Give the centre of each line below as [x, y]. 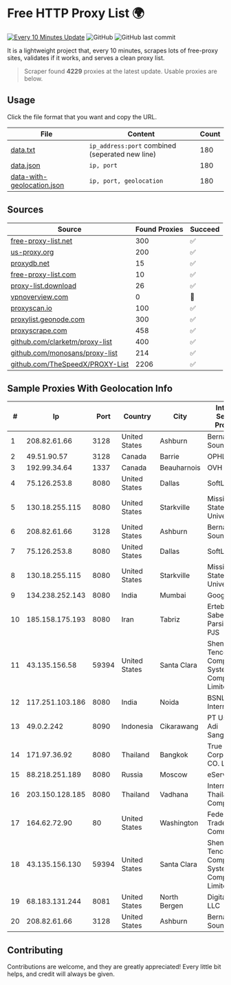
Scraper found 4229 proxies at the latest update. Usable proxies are [121, 71]
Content [141, 134]
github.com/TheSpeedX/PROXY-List [70, 364]
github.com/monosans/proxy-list [64, 352]
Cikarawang [179, 726]
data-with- [29, 177]
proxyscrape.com [39, 330]
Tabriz [170, 619]
